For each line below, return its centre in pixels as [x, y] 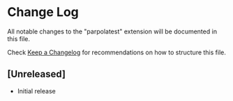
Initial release [36, 91]
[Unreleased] [37, 74]
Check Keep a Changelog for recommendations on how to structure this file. [117, 52]
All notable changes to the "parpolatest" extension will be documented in [112, 31]
